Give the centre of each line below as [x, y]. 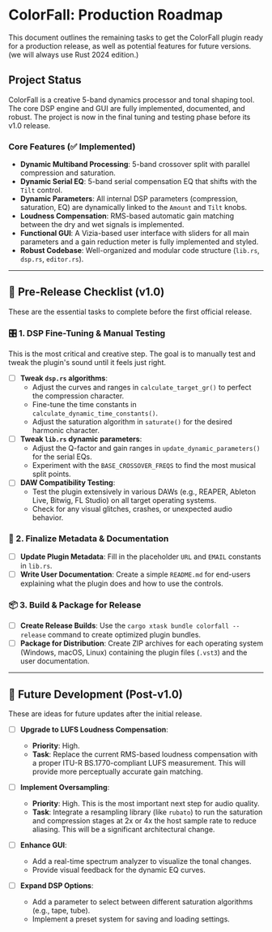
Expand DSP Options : [57, 886]
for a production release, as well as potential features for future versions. [130, 45]
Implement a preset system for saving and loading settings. [131, 919]
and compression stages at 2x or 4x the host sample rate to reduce [144, 821]
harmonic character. [66, 431]
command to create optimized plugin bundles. [124, 635]
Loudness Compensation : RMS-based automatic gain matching [127, 216]
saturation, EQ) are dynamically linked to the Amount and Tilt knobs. [134, 208]
